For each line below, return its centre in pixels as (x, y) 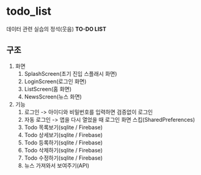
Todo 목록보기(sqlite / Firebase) (63, 127)
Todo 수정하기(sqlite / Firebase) (63, 158)
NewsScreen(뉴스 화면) (53, 97)
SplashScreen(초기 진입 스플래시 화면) (71, 73)
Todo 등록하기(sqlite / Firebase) (63, 143)
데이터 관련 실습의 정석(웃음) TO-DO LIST (57, 29)
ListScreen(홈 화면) (48, 89)
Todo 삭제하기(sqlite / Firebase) (63, 150)
